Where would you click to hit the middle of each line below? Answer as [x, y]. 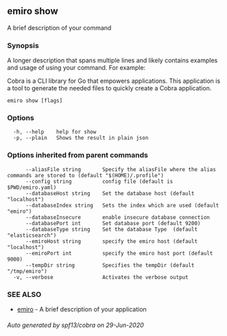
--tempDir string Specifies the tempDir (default [110, 265]
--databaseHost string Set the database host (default [110, 193]
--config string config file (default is [99, 181]
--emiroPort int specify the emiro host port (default [119, 253]
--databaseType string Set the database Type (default [111, 229]
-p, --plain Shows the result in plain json [81, 138]
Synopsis [23, 45]
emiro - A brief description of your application [82, 309]
